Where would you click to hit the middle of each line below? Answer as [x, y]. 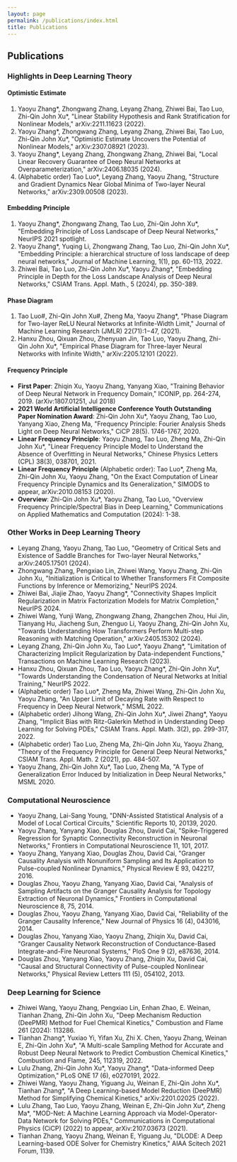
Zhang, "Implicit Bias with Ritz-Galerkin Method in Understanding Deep [121, 721]
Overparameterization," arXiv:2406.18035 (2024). [90, 169]
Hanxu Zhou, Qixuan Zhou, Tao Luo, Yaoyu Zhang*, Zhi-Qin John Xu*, [119, 669]
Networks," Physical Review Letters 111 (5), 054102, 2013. [101, 974]
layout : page [27, 14]
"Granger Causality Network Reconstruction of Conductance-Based [116, 944]
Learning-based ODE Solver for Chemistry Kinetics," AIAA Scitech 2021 [122, 1144]
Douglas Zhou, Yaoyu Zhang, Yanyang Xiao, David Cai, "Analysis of [115, 884]
